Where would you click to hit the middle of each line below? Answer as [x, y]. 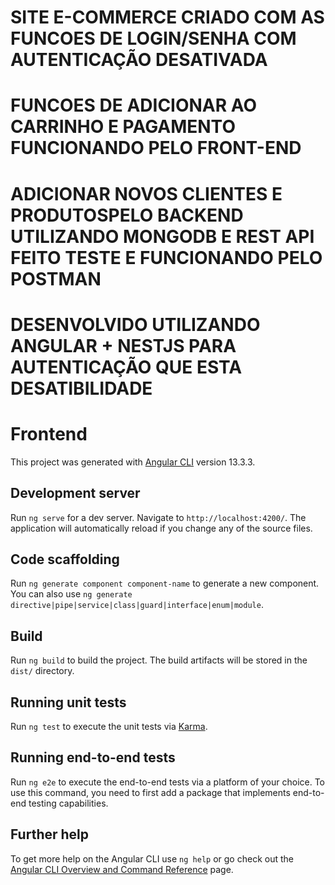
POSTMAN [56, 278]
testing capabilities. [68, 803]
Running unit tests [68, 702]
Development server [75, 493]
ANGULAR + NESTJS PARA [123, 345]
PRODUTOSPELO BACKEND [127, 215]
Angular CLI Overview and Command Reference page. [122, 869]
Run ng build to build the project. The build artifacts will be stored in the [159, 660]
